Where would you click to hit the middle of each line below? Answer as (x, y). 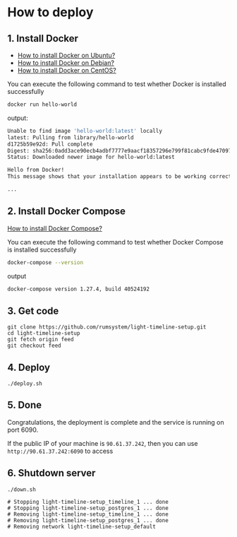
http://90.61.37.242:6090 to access (60, 451)
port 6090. (23, 430)
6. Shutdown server (51, 473)
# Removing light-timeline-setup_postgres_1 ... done (88, 520)
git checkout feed (34, 346)
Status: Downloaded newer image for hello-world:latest (91, 157)
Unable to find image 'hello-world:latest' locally (85, 131)
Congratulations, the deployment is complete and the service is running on (116, 422)
